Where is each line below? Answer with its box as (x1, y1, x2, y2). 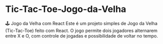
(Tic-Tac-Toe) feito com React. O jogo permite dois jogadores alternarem (5, 27, 158, 33)
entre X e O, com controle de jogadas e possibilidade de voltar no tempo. (5, 32, 158, 38)
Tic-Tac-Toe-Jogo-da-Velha (5, 3, 126, 15)
